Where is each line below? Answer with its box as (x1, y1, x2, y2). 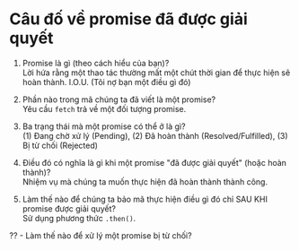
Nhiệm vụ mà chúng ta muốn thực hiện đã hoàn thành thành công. (22, 176, 268, 187)
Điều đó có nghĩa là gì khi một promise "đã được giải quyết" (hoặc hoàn (22, 157, 287, 168)
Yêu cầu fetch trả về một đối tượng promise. (22, 103, 187, 114)
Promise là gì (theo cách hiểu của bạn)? (22, 57, 170, 68)
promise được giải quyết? (22, 203, 117, 214)
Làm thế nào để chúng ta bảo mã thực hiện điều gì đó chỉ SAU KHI (22, 194, 268, 204)
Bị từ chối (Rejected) (22, 140, 99, 151)
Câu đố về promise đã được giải (9, 9, 249, 30)
